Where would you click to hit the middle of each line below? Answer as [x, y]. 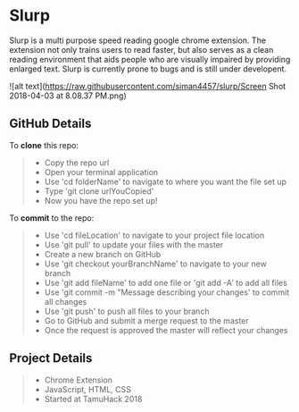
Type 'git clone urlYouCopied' [99, 191]
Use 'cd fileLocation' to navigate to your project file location [154, 235]
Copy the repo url [77, 163]
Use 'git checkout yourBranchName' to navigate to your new [156, 264]
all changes [66, 301]
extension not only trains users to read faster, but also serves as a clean [141, 49]
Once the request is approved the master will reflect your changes [166, 330]
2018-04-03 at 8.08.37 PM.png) [68, 96]
